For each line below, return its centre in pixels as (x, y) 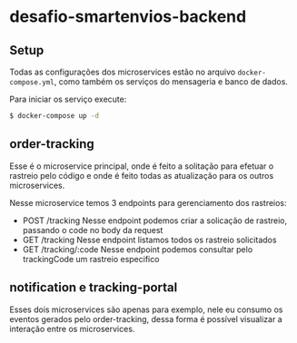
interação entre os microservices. (72, 328)
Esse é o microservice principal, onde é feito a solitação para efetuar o (142, 166)
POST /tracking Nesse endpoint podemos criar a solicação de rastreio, (155, 220)
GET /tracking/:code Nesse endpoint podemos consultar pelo (138, 249)
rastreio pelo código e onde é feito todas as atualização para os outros (142, 175)
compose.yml (32, 83)
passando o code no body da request (93, 230)
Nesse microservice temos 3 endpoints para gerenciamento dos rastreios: (148, 202)
